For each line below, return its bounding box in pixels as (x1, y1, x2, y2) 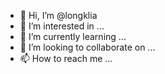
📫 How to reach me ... (19, 53, 113, 64)
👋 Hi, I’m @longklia (19, 10, 98, 21)
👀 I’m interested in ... (19, 20, 105, 32)
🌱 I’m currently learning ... (19, 31, 127, 42)
